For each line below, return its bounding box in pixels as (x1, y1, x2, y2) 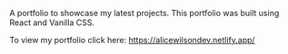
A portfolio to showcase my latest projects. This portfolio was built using (9, 8, 280, 18)
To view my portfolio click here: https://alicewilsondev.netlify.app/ (9, 35, 256, 45)
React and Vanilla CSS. (9, 17, 95, 28)
